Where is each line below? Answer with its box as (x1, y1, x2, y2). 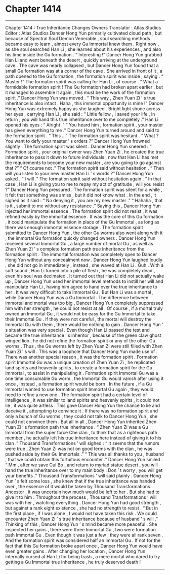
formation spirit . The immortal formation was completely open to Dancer (5, 251, 157, 257)
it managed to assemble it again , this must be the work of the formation (5, 89, 155, 95)
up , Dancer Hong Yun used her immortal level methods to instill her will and (5, 278, 163, 284)
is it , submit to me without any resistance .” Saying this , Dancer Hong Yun (5, 203, 161, 209)
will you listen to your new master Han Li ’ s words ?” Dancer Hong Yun (5, 170, 153, 176)
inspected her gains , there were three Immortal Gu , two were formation (5, 526, 156, 532)
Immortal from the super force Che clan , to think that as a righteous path (5, 429, 158, 435)
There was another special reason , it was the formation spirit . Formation (5, 354, 158, 360)
